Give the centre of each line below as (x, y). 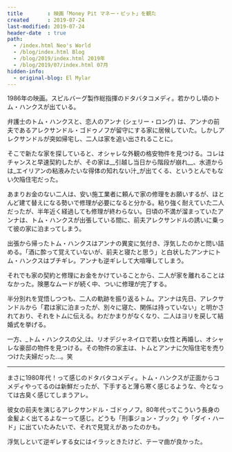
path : (15, 39)
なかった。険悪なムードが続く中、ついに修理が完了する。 (89, 284)
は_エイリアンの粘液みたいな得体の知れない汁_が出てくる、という (100, 171)
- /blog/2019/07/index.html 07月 (61, 65)
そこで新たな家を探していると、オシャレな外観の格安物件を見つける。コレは (116, 153)
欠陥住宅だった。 (37, 180)
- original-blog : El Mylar (52, 78)
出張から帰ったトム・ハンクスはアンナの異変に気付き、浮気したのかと (107, 243)
